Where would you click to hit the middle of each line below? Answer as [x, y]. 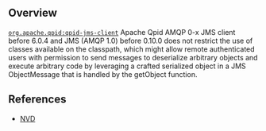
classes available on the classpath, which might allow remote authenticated [132, 49]
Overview [33, 13]
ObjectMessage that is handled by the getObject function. [103, 74]
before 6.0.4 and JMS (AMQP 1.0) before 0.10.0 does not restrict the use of [131, 40]
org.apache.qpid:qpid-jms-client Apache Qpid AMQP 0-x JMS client [122, 32]
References [37, 100]
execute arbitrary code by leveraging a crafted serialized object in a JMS [127, 66]
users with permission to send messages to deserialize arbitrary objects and [133, 57]
